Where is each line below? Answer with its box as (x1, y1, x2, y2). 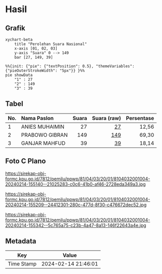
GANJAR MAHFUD (21, 139, 66, 146)
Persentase (126, 114, 154, 122)
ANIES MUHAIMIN (21, 123, 65, 130)
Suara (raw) (92, 114, 121, 122)
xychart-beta (5, 37, 33, 42)
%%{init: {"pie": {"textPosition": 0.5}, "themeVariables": (5, 64, 135, 69)
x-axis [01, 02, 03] (14, 46, 58, 51)
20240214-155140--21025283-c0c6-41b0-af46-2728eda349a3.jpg (5, 181, 146, 187)
